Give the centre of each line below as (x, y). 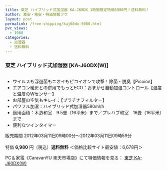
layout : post (19, 19)
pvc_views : (16, 28)
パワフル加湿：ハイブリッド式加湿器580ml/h (58, 106)
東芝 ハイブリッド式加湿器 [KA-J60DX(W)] (57, 65)
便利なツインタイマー (34, 125)
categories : (17, 38)
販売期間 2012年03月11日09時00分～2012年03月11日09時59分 (68, 136)
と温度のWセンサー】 (34, 94)
